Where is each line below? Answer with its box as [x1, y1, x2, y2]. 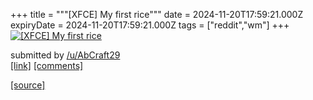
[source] [10, 79, 46, 91]
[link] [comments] [10, 60, 84, 71]
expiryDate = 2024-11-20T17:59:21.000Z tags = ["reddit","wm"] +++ [10, 19, 290, 31]
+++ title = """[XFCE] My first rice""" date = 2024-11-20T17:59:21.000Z [10, 9, 304, 20]
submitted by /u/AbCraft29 [10, 49, 121, 61]
